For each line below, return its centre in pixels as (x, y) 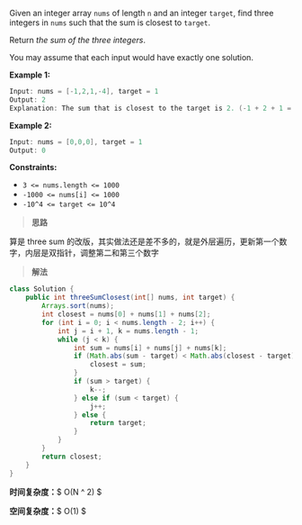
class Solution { (42, 289)
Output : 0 (28, 150)
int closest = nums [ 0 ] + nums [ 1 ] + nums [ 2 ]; (126, 314)
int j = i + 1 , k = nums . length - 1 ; (128, 331)
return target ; (118, 423)
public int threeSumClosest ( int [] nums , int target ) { (130, 298)
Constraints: (33, 167)
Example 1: (30, 75)
